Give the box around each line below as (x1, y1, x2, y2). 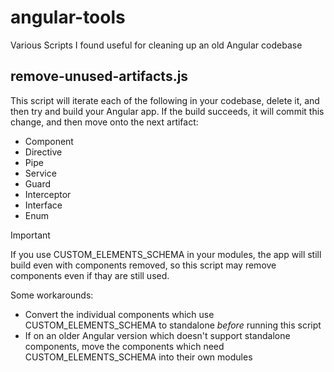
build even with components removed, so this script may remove (10, 259, 277, 271)
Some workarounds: (10, 289, 94, 301)
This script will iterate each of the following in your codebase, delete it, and (10, 94, 320, 106)
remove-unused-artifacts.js (10, 68, 189, 85)
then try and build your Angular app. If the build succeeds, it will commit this (10, 105, 325, 117)
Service (24, 167, 57, 179)
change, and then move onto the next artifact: (10, 116, 199, 128)
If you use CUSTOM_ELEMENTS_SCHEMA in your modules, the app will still (10, 248, 322, 260)
